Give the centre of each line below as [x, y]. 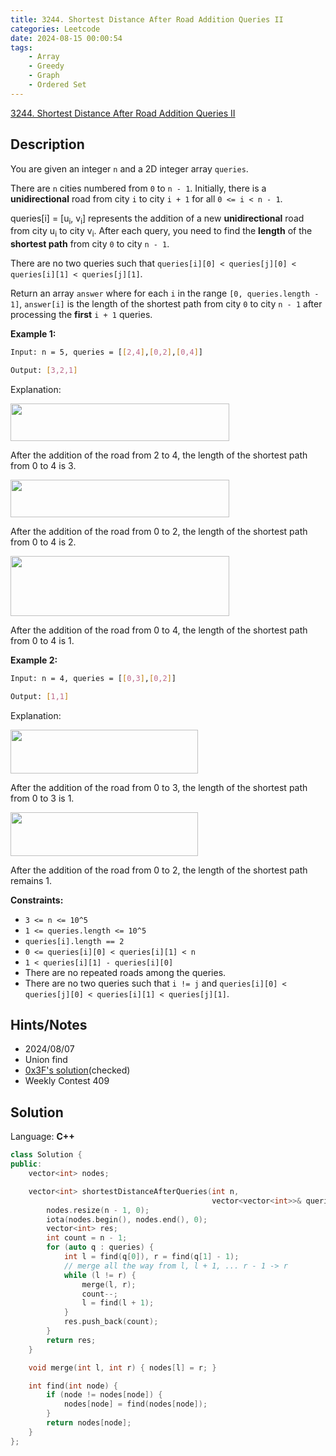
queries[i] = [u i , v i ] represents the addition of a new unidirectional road [157, 219]
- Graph [44, 76]
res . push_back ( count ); [111, 1322]
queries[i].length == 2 [74, 941]
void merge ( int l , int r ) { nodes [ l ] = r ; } [122, 1367]
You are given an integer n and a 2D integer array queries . [129, 168]
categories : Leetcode [55, 29]
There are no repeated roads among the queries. [125, 972]
